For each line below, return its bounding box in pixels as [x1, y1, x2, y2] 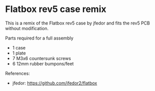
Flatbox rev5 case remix [5, 3, 107, 15]
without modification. [5, 25, 49, 31]
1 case [12, 44, 26, 50]
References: [5, 70, 30, 76]
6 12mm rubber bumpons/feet [12, 60, 74, 66]
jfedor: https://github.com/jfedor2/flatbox [12, 80, 97, 86]
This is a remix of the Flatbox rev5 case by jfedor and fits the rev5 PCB [5, 20, 151, 26]
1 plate [12, 50, 26, 56]
